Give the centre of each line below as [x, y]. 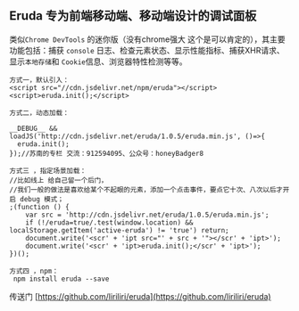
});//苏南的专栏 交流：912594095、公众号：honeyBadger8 [106, 153]
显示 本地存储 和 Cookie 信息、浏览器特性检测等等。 [98, 61]
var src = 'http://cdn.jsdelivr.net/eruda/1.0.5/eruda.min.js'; [147, 215]
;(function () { [39, 207]
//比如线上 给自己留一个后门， [59, 180]
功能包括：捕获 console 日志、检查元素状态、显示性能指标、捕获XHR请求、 [147, 50]
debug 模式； [42, 199]
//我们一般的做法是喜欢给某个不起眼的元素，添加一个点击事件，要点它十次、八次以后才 [146, 190]
